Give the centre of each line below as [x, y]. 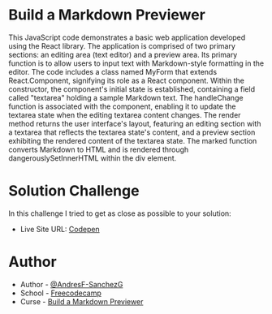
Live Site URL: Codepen [60, 229]
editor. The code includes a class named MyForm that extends [113, 71]
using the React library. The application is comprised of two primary [122, 45]
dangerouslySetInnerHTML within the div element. [93, 158]
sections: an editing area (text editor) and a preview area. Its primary [123, 54]
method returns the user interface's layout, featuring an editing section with [135, 123]
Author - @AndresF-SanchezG [71, 284]
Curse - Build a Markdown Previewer [82, 301]
